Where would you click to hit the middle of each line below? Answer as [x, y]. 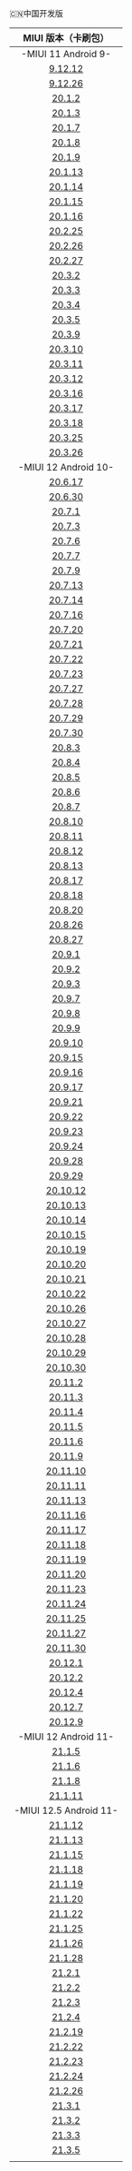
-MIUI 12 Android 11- [66, 1736]
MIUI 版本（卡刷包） [66, 38]
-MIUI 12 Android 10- [66, 467]
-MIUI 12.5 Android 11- [66, 1810]
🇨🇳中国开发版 [36, 13]
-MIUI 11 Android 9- [66, 54]
